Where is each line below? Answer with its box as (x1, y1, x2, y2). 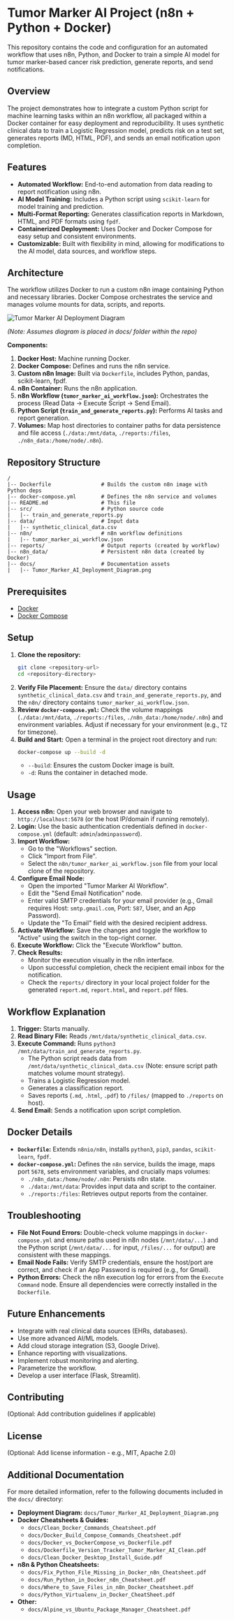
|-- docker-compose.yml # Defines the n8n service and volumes (7, 493, 217, 500)
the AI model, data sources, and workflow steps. (17, 247, 157, 255)
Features (7, 161, 47, 173)
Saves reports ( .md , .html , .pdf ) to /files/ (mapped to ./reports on (27, 1092, 224, 1100)
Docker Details (7, 1127, 73, 1138)
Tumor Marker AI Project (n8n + (7, 5, 195, 21)
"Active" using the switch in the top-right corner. (17, 934, 157, 942)
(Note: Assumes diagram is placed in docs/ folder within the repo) (7, 327, 198, 336)
